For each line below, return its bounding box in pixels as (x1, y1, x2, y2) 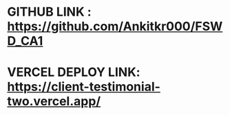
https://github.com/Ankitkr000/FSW (7, 18, 223, 34)
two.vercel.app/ (7, 94, 101, 110)
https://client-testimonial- (7, 79, 160, 94)
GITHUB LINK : (7, 4, 92, 20)
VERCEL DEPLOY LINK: (7, 64, 140, 80)
